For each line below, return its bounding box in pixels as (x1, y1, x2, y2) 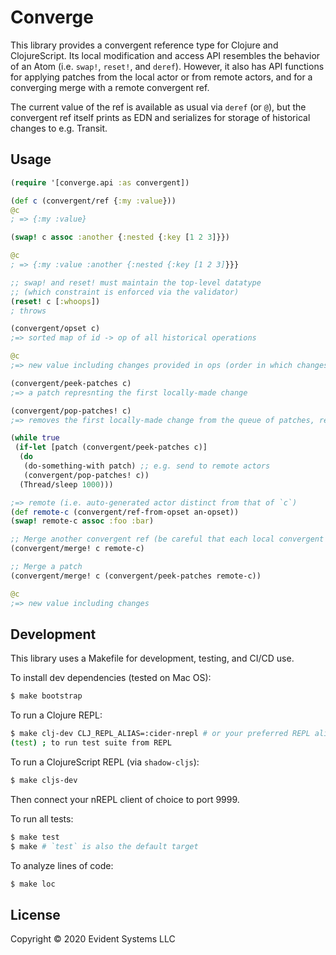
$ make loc (10, 879, 56, 889)
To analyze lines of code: (10, 859, 114, 871)
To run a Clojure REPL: (10, 709, 103, 721)
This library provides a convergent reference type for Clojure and (10, 39, 279, 51)
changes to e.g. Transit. (10, 122, 108, 134)
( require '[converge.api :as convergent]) (10, 177, 190, 188)
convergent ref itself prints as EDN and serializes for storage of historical (10, 111, 311, 123)
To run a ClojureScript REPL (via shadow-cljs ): (10, 756, 200, 768)
